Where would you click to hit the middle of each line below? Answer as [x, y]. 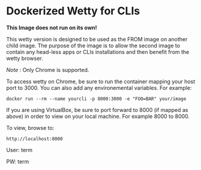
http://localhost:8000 [34, 139]
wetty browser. [25, 58]
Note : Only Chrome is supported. [48, 69]
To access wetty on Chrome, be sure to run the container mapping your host [101, 81]
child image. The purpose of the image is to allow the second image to [93, 45]
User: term [19, 150]
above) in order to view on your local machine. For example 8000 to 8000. [98, 116]
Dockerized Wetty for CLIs [73, 11]
